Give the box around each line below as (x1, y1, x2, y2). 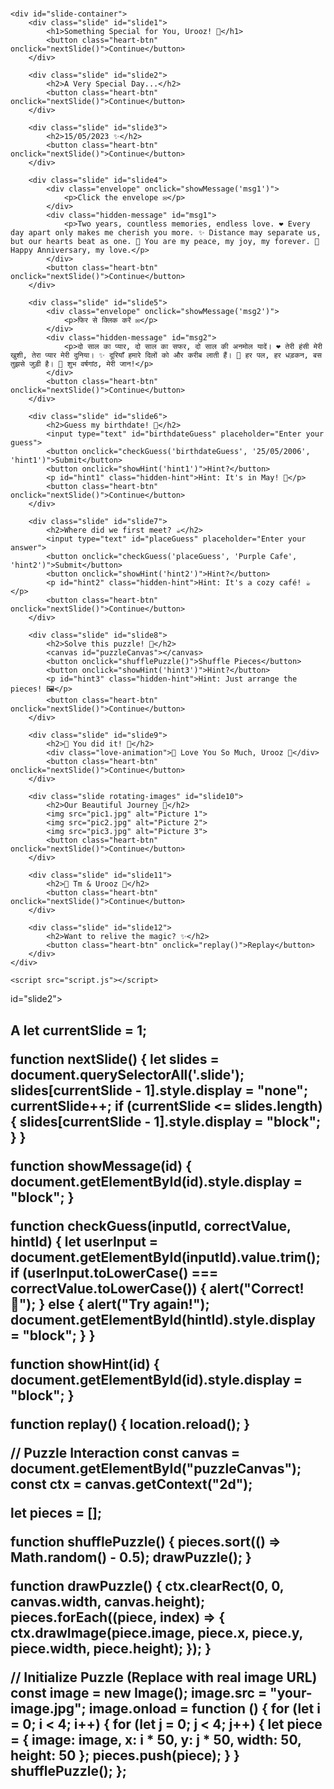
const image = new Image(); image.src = (10, 1684, 268, 1701)
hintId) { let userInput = (10, 1233, 159, 1250)
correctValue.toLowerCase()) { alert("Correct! (10, 1280, 305, 1297)
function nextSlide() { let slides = (10, 1050, 220, 1068)
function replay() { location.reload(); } (10, 1415, 251, 1433)
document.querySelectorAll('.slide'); (10, 1066, 245, 1083)
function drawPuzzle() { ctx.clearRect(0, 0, (10, 1577, 285, 1594)
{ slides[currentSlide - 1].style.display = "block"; (10, 1113, 322, 1130)
